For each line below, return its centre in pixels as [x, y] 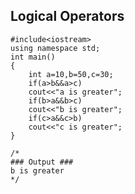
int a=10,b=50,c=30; [71, 74]
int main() [33, 57]
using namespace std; [55, 48]
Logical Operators [67, 16]
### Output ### [42, 162]
